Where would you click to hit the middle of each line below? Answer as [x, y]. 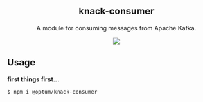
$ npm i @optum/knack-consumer [52, 92]
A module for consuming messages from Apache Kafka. [116, 28]
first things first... [34, 79]
